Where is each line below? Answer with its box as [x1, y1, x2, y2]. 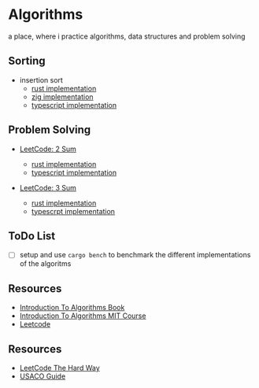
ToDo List [8, 229, 56, 242]
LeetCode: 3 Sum [19, 183, 77, 192]
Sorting [8, 54, 46, 68]
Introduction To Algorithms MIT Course [19, 311, 146, 320]
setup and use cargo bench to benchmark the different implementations [19, 250, 251, 260]
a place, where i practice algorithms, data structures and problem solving [8, 31, 246, 41]
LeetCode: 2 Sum [19, 144, 76, 153]
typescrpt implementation [31, 206, 116, 216]
